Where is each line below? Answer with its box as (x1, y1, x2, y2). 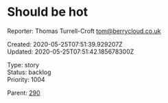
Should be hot (7, 4, 88, 20)
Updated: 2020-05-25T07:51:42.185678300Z (7, 47, 134, 56)
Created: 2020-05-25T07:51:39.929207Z (7, 40, 123, 48)
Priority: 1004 (7, 75, 46, 83)
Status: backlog (7, 68, 51, 76)
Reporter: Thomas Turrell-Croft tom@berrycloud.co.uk (7, 27, 161, 35)
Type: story (7, 60, 40, 69)
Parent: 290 (7, 89, 40, 97)
